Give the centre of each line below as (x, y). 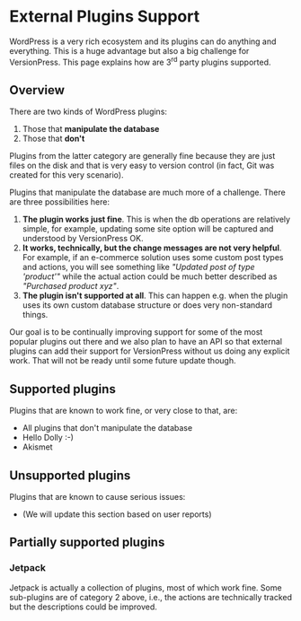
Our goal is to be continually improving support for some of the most (136, 332)
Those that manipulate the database (91, 129)
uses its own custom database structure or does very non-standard (147, 305)
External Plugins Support (105, 17)
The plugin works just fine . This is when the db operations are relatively (156, 219)
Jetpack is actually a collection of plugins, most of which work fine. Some (146, 587)
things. (35, 315)
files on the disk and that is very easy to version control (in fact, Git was (142, 166)
